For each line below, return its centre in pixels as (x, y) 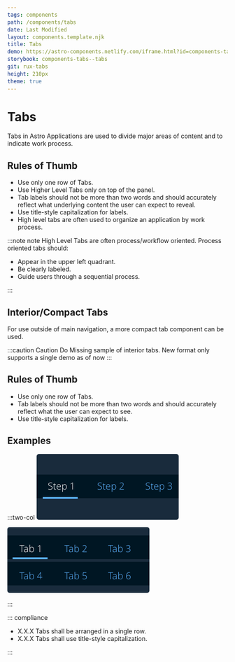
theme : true (24, 81)
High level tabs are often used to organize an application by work (111, 220)
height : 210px (28, 74)
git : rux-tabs (28, 67)
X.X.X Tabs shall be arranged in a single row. (82, 631)
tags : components (33, 15)
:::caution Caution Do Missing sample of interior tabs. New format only (108, 350)
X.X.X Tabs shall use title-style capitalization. (82, 638)
